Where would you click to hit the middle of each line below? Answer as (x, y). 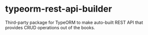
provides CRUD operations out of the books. (50, 27)
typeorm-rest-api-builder (59, 9)
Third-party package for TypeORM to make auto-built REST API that (74, 22)
